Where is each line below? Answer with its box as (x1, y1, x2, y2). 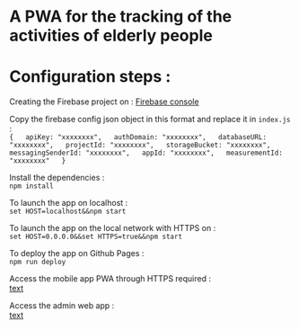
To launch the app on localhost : (9, 198, 128, 209)
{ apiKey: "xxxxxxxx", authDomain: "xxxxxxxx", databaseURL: (9, 133, 268, 142)
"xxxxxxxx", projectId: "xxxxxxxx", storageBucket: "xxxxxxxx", (9, 141, 271, 150)
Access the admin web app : (9, 300, 115, 311)
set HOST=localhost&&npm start (9, 207, 127, 217)
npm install (9, 182, 54, 191)
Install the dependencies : (9, 173, 105, 183)
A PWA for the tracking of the (9, 6, 233, 27)
